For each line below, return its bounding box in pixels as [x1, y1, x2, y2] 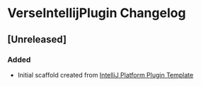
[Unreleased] [7, 33, 67, 45]
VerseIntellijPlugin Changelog [7, 5, 186, 21]
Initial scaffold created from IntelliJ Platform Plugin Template [17, 70, 194, 79]
